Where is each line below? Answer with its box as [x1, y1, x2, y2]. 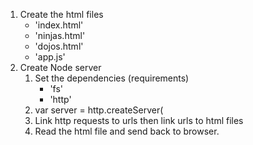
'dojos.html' [34, 40, 84, 52]
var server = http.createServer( [34, 104, 164, 116]
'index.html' [34, 19, 84, 31]
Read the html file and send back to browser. [34, 125, 220, 137]
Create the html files [19, 9, 104, 20]
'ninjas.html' [34, 30, 86, 41]
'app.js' [34, 51, 66, 63]
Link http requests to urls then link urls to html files [34, 115, 244, 126]
